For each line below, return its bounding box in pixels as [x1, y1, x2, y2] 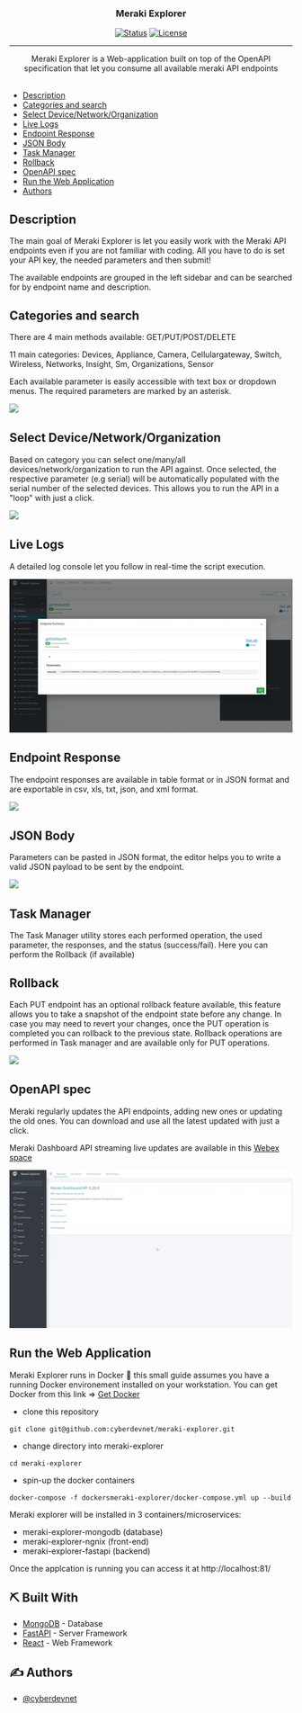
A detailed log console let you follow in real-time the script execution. [9, 561, 266, 571]
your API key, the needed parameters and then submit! [9, 255, 211, 265]
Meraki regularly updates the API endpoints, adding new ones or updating [9, 1106, 283, 1117]
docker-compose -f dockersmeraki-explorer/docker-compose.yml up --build [9, 1493, 292, 1502]
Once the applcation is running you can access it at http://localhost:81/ [9, 1563, 271, 1574]
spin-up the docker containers [22, 1475, 135, 1485]
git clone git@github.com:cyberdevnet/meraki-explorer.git [9, 1424, 235, 1433]
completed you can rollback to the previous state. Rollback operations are [9, 1027, 283, 1038]
